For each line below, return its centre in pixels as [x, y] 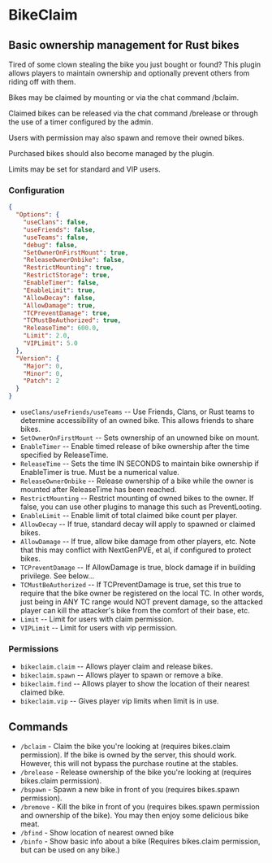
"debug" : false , [51, 245]
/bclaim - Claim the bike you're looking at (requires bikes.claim [125, 747]
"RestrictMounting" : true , [69, 268]
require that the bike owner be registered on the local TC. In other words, [142, 593]
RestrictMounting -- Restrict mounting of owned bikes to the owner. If [137, 499]
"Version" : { [38, 358]
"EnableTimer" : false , [61, 283]
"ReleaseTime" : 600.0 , [61, 328]
